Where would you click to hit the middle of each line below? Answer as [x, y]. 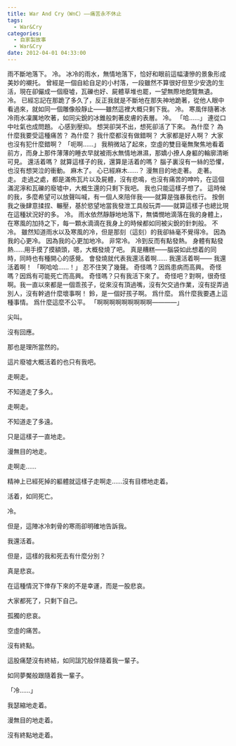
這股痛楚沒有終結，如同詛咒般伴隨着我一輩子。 [75, 660]
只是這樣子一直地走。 [38, 436]
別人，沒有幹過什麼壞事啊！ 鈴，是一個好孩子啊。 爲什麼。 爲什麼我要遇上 [114, 293]
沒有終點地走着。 [32, 735]
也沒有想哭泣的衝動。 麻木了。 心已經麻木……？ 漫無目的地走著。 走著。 [111, 170]
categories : [25, 33]
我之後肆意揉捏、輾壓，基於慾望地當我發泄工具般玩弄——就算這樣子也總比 [115, 205]
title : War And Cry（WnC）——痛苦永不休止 [64, 14]
